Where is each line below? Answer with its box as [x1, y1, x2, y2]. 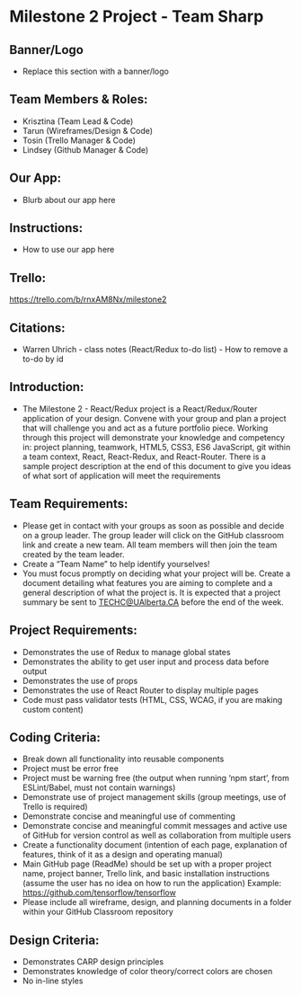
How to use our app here [22, 244, 115, 255]
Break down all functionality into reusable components [22, 753, 225, 765]
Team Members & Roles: [9, 92, 148, 107]
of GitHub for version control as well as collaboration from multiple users [22, 830, 292, 841]
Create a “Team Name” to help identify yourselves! [22, 558, 210, 569]
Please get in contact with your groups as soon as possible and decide [22, 520, 285, 531]
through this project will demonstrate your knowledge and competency [22, 431, 286, 442]
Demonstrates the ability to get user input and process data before [22, 656, 270, 667]
